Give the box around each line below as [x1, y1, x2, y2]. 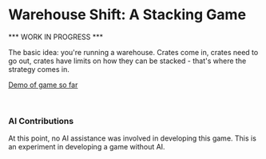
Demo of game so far [8, 80, 78, 89]
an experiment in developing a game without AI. [8, 142, 165, 152]
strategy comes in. [8, 64, 69, 74]
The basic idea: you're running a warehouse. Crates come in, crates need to [8, 47, 259, 57]
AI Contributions [8, 115, 74, 126]
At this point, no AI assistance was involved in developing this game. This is [8, 133, 257, 143]
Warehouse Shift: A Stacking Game [8, 6, 246, 24]
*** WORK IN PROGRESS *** [8, 32, 104, 42]
